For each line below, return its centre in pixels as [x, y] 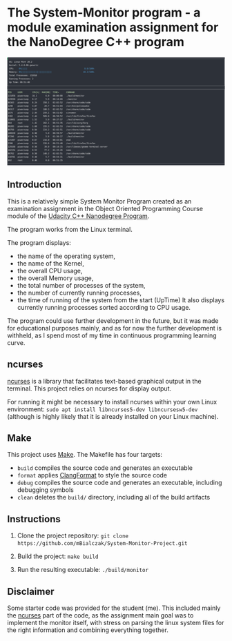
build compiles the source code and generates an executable [105, 468]
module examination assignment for [113, 27]
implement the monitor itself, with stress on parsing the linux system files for [116, 623]
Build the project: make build [58, 556]
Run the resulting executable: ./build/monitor [83, 570]
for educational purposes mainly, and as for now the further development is [115, 328]
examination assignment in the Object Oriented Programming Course [105, 208]
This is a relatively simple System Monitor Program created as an [99, 201]
